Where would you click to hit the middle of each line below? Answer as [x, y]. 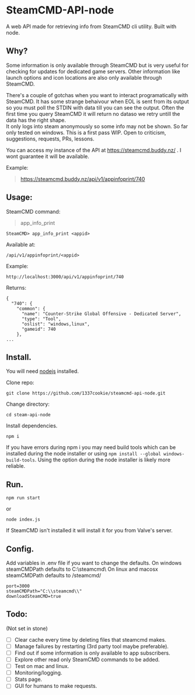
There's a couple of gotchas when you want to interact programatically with [97, 95]
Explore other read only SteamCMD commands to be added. [87, 660]
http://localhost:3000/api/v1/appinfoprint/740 [65, 277]
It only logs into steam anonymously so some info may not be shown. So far [97, 126]
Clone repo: [20, 383]
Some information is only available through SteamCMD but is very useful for [97, 65]
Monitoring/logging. [38, 673]
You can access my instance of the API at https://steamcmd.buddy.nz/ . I [94, 150]
